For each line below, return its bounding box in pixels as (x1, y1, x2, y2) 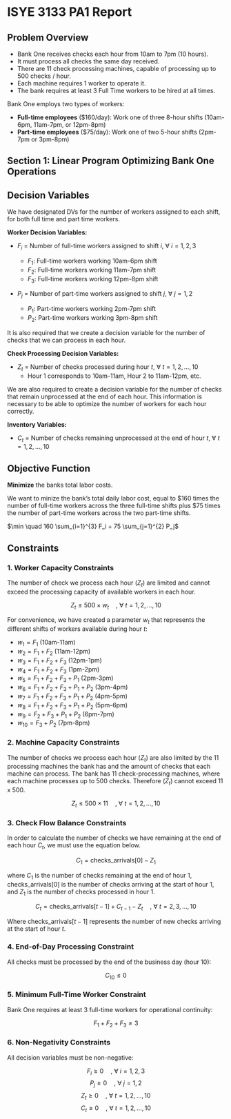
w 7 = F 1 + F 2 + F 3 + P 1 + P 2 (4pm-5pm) (17, 692, 128, 702)
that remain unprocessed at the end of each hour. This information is (7, 392, 202, 401)
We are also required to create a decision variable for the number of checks (7, 385, 222, 393)
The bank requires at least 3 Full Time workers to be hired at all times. (17, 87, 216, 94)
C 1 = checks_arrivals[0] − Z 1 (75, 856, 157, 866)
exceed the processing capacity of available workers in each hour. (7, 587, 196, 596)
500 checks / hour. (17, 72, 71, 80)
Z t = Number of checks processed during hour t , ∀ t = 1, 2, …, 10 (17, 363, 199, 372)
